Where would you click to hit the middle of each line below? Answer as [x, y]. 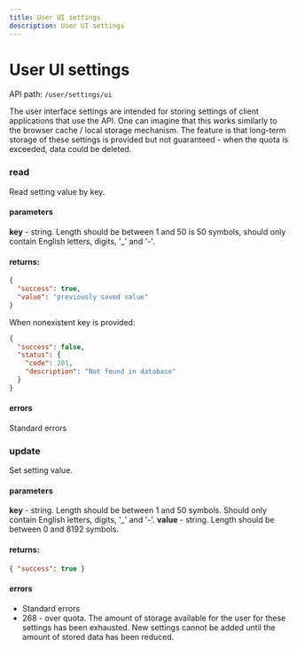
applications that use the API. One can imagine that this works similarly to [143, 121]
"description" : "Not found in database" [101, 372]
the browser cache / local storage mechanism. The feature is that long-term [148, 131]
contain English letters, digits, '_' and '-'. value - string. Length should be [142, 520]
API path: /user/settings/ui [61, 94]
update [25, 451]
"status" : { [39, 355]
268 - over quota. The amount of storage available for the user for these [154, 618]
